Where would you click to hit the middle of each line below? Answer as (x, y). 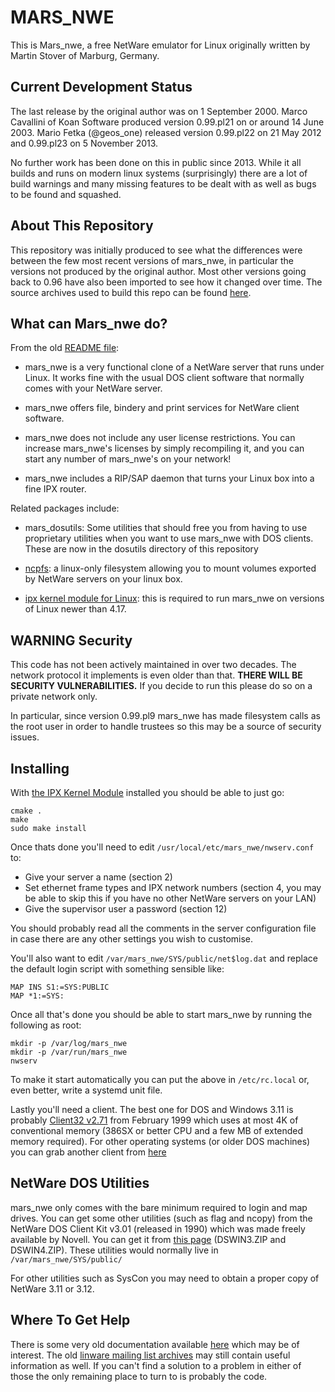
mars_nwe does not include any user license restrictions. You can (160, 438)
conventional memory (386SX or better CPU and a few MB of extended (157, 1130)
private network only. (54, 697)
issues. (25, 737)
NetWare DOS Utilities (80, 1183)
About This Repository (82, 226)
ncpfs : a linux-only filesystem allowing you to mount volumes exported (170, 568)
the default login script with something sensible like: (117, 969)
